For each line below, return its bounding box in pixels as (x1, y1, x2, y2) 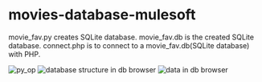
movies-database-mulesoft (8, 6, 196, 24)
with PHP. (8, 49, 41, 59)
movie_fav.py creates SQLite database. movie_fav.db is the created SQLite (8, 32, 255, 42)
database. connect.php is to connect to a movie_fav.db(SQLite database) (8, 40, 250, 50)
